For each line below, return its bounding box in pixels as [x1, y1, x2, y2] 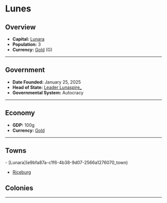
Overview [5, 23, 36, 31]
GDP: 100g [12, 122, 35, 128]
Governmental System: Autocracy [12, 89, 83, 95]
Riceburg [12, 169, 31, 175]
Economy [5, 109, 35, 117]
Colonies [5, 184, 34, 192]
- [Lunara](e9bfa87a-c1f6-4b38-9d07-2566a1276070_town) [5, 160, 128, 166]
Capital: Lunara [12, 36, 45, 42]
